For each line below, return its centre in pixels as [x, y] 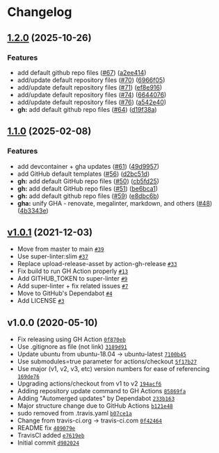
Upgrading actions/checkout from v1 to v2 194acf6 [89, 384]
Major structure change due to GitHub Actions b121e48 [95, 406]
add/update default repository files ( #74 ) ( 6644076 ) [92, 94]
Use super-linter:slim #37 [53, 256]
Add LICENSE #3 [41, 301]
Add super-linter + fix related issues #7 [73, 286]
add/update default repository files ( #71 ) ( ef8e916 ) [90, 87]
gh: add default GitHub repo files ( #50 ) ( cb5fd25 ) [88, 181]
